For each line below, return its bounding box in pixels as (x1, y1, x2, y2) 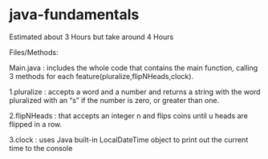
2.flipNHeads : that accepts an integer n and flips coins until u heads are (9, 110, 248, 121)
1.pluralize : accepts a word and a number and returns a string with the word (9, 86, 261, 97)
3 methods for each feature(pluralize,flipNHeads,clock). (9, 71, 194, 81)
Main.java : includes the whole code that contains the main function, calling (9, 62, 258, 73)
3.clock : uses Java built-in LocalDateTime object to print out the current (9, 134, 249, 145)
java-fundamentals (9, 6, 140, 24)
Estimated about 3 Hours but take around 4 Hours (9, 32, 174, 42)
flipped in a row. (9, 119, 63, 129)
